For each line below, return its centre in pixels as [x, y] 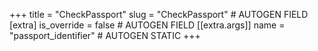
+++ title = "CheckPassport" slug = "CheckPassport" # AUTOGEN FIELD [159, 14]
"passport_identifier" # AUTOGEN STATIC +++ [105, 35]
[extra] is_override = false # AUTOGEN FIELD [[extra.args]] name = [147, 25]
